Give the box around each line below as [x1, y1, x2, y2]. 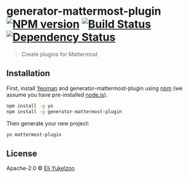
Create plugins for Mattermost [21, 50, 98, 57]
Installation [6, 69, 50, 79]
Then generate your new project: [6, 119, 90, 127]
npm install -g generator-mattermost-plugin [6, 108, 122, 114]
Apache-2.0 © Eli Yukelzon [6, 165, 75, 172]
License [6, 148, 37, 158]
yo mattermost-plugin [6, 132, 62, 138]
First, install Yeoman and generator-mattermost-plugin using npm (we [6, 84, 183, 92]
